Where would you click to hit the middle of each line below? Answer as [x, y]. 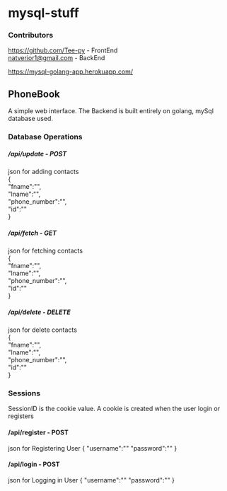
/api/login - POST [34, 464]
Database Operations [46, 137]
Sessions [24, 393]
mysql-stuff [44, 13]
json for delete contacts [42, 330]
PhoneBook [34, 94]
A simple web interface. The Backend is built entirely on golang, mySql [111, 111]
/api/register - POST [39, 432]
